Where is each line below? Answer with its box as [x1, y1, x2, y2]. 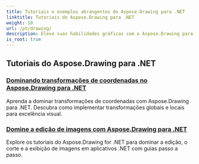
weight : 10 [6, 20, 33, 26]
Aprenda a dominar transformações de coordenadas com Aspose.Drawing [6, 97, 189, 104]
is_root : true [6, 36, 42, 42]
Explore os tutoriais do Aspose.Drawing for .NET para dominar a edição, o [6, 138, 188, 146]
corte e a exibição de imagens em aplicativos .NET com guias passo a [6, 144, 178, 152]
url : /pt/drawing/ [6, 25, 52, 32]
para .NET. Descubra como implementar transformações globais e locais [6, 104, 185, 111]
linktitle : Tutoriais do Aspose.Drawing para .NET [6, 14, 135, 20]
